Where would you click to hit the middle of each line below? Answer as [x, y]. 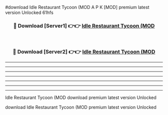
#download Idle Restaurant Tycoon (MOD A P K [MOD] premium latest [77, 7]
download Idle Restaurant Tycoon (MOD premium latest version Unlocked [81, 107]
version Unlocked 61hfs [29, 12]
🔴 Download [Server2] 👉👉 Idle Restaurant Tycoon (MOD [84, 52]
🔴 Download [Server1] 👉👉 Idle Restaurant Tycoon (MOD [84, 25]
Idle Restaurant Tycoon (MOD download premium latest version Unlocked [81, 97]
